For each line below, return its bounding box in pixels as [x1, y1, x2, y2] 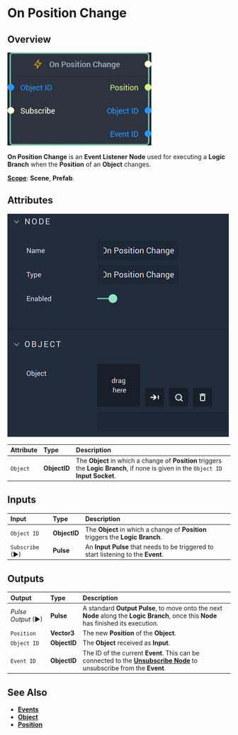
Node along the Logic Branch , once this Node [82, 611, 217, 620]
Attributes [7, 194, 53, 207]
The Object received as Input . [82, 638, 171, 648]
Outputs [7, 572, 45, 584]
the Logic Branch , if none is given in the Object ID [75, 463, 222, 472]
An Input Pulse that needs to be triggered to [84, 542, 214, 551]
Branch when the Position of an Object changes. [7, 160, 152, 168]
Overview [7, 33, 52, 45]
